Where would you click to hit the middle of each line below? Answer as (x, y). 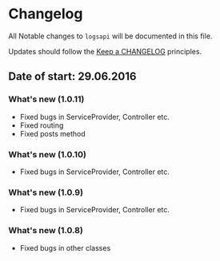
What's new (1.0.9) (46, 192)
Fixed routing (42, 125)
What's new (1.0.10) (47, 154)
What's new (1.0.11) (46, 99)
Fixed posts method (52, 133)
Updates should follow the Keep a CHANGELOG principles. (105, 51)
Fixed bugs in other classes (65, 247)
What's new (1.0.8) (46, 231)
